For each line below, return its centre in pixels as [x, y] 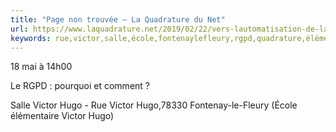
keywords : [31, 38]
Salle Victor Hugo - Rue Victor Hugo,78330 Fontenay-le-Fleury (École [154, 105]
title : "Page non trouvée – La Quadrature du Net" [118, 19]
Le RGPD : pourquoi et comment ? [80, 86]
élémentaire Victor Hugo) [62, 116]
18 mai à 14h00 [41, 67]
